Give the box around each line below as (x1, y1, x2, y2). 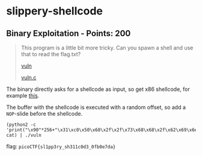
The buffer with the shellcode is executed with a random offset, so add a (6, 104, 186, 111)
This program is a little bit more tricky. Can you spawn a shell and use (20, 44, 194, 51)
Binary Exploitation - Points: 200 (6, 28, 131, 39)
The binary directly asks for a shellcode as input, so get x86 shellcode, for (6, 86, 191, 93)
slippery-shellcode (6, 4, 103, 18)
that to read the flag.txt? (20, 51, 81, 58)
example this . (6, 92, 40, 99)
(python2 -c (6, 122, 36, 128)
